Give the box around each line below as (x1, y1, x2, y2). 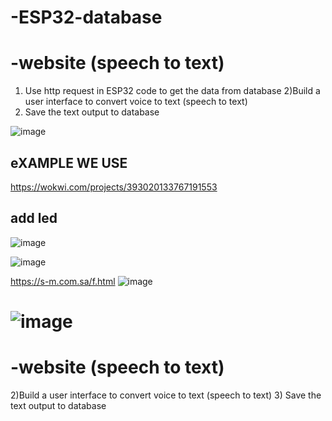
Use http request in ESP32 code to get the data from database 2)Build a (24, 85, 321, 97)
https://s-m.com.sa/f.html (10, 275, 116, 287)
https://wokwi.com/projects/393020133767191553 (10, 181, 218, 193)
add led (10, 210, 58, 227)
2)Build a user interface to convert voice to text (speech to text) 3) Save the (10, 389, 322, 401)
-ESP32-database (10, 6, 163, 29)
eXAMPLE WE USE (10, 154, 128, 171)
